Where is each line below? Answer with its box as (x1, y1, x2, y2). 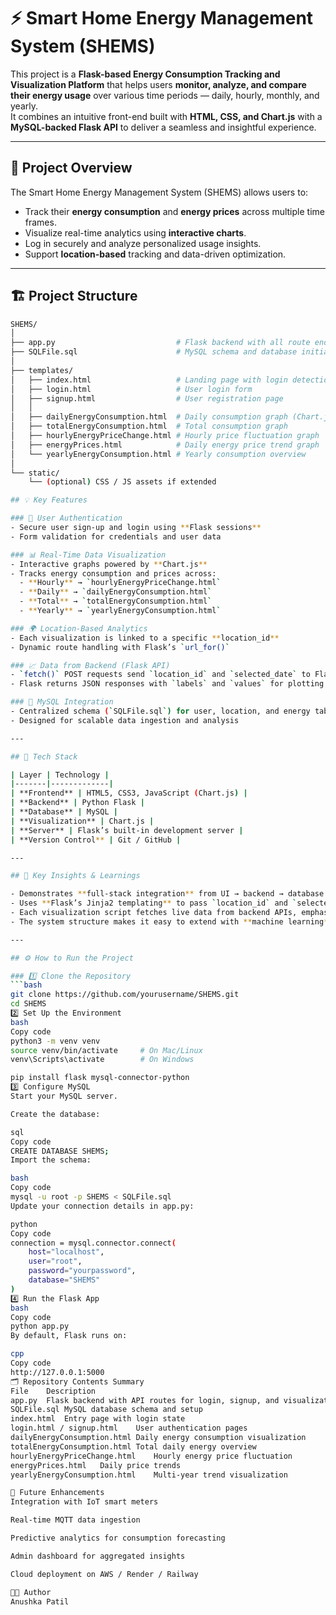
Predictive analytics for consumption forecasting (10, 1533, 226, 1544)
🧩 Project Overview (10, 160, 133, 177)
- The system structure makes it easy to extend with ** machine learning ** (10, 916, 333, 927)
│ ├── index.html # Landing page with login (10, 375, 288, 385)
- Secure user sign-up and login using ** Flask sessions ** (10, 523, 262, 533)
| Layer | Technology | (10, 770, 110, 780)
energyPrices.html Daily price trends (10, 1460, 182, 1470)
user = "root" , (28, 1256, 83, 1267)
